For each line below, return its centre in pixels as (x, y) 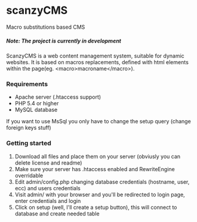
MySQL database (36, 110)
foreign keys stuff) (29, 128)
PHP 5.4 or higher (37, 104)
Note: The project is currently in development (64, 41)
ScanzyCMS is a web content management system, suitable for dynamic (96, 56)
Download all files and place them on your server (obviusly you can (98, 156)
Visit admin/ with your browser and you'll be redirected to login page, (100, 194)
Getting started (29, 143)
